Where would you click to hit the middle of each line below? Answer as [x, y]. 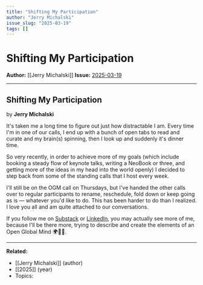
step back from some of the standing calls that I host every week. [88, 176]
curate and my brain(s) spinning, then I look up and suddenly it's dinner [95, 139]
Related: [17, 251]
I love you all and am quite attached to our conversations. [78, 207]
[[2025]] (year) [34, 269]
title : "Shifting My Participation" [52, 12]
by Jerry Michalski [30, 114]
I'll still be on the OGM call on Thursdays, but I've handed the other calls [96, 188]
